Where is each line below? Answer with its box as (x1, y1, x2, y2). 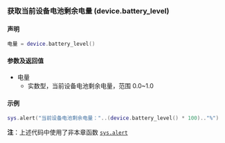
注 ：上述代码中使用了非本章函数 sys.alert (7, 128, 128, 137)
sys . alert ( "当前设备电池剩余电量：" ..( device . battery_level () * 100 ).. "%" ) (7, 115, 219, 122)
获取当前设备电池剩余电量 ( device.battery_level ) (7, 6, 170, 15)
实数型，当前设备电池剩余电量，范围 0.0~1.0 (27, 82, 154, 90)
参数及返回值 (7, 56, 44, 65)
